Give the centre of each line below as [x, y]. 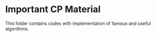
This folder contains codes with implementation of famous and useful [78, 23]
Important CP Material [53, 9]
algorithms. [17, 28]
